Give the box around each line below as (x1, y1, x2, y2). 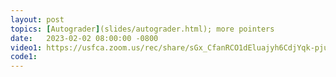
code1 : (10, 52, 38, 62)
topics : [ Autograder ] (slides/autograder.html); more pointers (10, 24, 275, 34)
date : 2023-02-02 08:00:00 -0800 (10, 33, 159, 43)
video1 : (10, 42, 43, 53)
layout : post (10, 14, 65, 25)
